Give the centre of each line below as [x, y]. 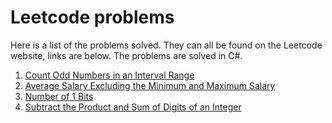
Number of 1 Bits [59, 96]
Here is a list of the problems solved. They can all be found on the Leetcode [166, 45]
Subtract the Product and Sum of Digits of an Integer [133, 107]
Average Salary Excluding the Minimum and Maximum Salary [150, 85]
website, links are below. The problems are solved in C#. [126, 55]
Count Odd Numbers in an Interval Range [109, 75]
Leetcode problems [92, 17]
